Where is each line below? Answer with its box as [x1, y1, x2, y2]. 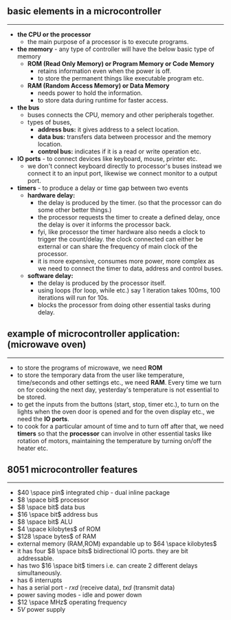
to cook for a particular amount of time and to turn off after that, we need [16, 422, 224, 430]
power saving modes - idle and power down [16, 591, 142, 599]
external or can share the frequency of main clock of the [37, 242, 198, 250]
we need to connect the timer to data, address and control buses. [37, 264, 223, 272]
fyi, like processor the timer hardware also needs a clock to [37, 227, 206, 236]
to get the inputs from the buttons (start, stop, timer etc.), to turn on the [16, 400, 219, 408]
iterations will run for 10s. [37, 293, 109, 301]
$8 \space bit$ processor [16, 495, 89, 504]
